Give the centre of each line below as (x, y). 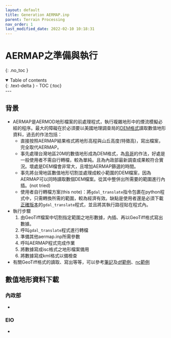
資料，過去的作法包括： (37, 134)
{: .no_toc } (17, 70)
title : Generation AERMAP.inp (38, 15)
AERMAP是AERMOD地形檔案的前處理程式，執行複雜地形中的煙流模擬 (85, 122)
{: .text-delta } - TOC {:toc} (34, 86)
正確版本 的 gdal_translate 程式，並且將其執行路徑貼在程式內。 (86, 204)
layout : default (22, 10)
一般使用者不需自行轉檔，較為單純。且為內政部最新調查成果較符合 (90, 160)
